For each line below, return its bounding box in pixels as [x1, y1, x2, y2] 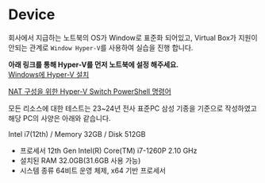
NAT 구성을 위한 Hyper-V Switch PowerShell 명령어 [8, 86, 172, 96]
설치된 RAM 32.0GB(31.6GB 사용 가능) [19, 155, 141, 165]
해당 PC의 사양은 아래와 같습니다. [8, 113, 111, 123]
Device [8, 6, 56, 24]
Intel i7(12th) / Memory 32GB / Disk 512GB [8, 129, 146, 138]
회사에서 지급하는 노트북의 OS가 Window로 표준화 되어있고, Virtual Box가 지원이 [8, 33, 258, 42]
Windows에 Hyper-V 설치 [8, 69, 90, 79]
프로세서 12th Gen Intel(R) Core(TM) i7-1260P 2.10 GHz [19, 146, 198, 155]
